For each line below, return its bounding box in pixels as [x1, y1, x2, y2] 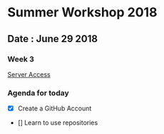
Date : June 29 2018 [7, 33, 98, 45]
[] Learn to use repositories [17, 118, 98, 127]
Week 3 [7, 54, 34, 64]
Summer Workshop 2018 [7, 4, 158, 21]
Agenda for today [7, 88, 69, 98]
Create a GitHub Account [17, 104, 92, 113]
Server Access [7, 70, 51, 78]
